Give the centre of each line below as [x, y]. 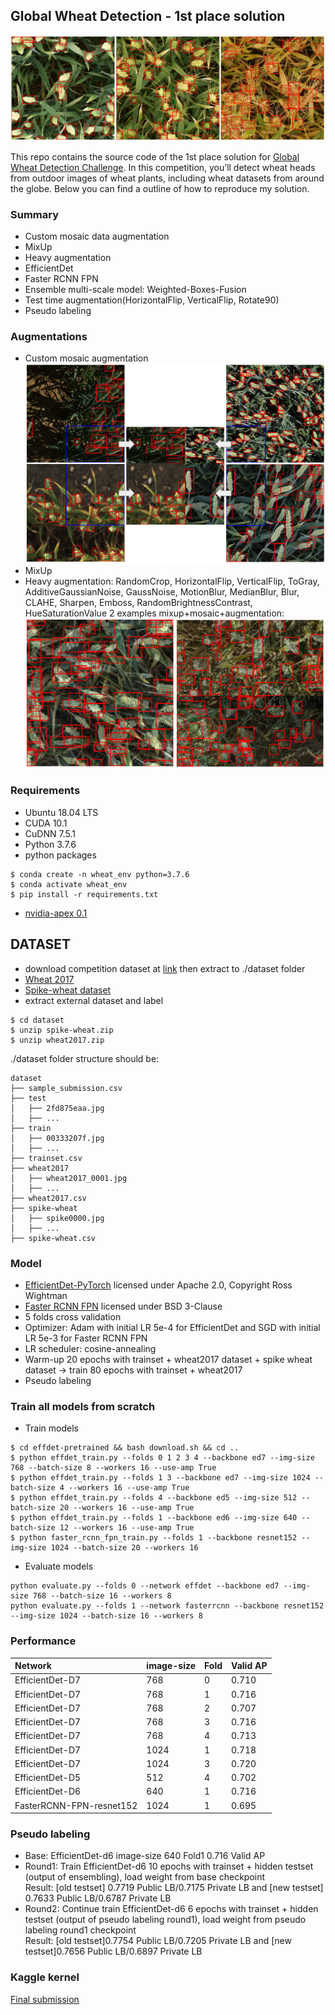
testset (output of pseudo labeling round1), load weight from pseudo [165, 1920]
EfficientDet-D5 [48, 1777]
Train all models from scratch [83, 1406]
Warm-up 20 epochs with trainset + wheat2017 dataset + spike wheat [168, 1359]
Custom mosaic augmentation [86, 358]
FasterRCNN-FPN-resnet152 [76, 1805]
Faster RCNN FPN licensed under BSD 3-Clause [123, 1306]
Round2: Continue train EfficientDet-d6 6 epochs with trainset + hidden [171, 1909]
